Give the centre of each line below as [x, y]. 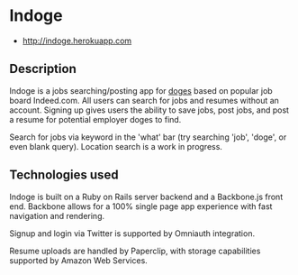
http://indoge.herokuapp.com [77, 41]
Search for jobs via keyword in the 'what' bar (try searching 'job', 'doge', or [148, 137]
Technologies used [64, 175]
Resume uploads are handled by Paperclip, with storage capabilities [135, 251]
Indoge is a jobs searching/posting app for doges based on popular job [141, 90]
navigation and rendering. [57, 215]
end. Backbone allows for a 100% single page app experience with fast [141, 206]
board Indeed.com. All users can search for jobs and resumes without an [144, 100]
